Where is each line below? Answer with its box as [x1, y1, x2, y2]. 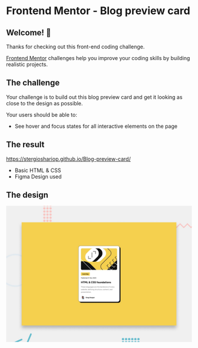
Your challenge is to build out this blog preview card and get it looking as [6, 93, 183, 101]
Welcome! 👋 [6, 28, 51, 38]
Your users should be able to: [6, 111, 78, 118]
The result [6, 140, 45, 150]
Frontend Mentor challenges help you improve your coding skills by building [6, 55, 190, 61]
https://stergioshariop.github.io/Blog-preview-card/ [6, 155, 131, 163]
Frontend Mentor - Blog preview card [6, 4, 190, 18]
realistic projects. [6, 61, 48, 68]
